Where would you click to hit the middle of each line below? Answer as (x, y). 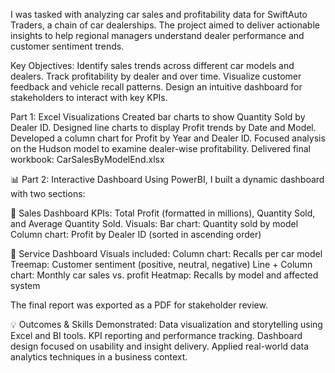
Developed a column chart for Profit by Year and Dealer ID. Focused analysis (168, 138)
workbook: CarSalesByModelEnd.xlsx (87, 159)
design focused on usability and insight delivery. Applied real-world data (160, 346)
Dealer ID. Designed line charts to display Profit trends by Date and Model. (163, 127)
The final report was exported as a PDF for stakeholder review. (139, 305)
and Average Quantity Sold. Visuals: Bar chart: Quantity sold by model (154, 223)
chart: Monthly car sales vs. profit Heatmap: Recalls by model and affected (164, 275)
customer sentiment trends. (67, 46)
